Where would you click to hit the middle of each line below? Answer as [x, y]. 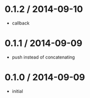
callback [20, 23]
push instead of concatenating [43, 57]
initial [17, 91]
